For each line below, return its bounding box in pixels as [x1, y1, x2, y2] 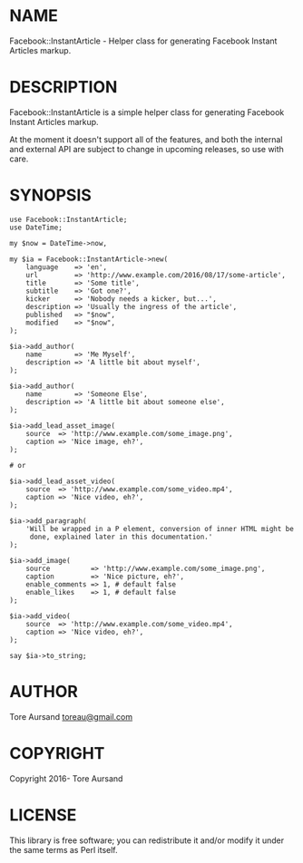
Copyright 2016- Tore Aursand [9, 772, 123, 784]
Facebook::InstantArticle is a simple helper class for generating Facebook [9, 106, 285, 118]
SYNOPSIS [9, 185, 93, 206]
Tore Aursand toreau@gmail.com [9, 711, 133, 722]
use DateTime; [9, 223, 64, 232]
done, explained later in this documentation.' [29, 532, 213, 541]
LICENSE [9, 804, 77, 825]
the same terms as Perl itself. [9, 844, 118, 855]
